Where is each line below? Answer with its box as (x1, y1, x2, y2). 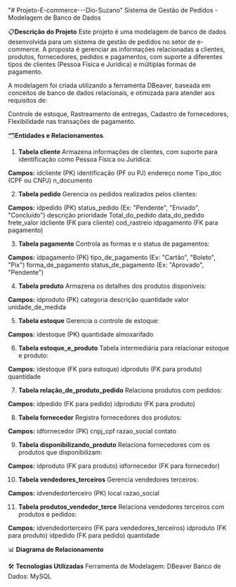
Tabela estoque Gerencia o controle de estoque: (18, 317, 160, 324)
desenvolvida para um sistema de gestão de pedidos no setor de (8, 38, 196, 46)
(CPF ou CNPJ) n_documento (8, 176, 93, 184)
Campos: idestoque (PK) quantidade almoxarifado (8, 330, 154, 339)
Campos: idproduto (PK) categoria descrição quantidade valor (8, 296, 189, 303)
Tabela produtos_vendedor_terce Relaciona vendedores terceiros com (18, 503, 225, 511)
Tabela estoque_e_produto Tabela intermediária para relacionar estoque (18, 344, 230, 352)
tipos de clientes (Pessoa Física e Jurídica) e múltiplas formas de (8, 60, 197, 68)
